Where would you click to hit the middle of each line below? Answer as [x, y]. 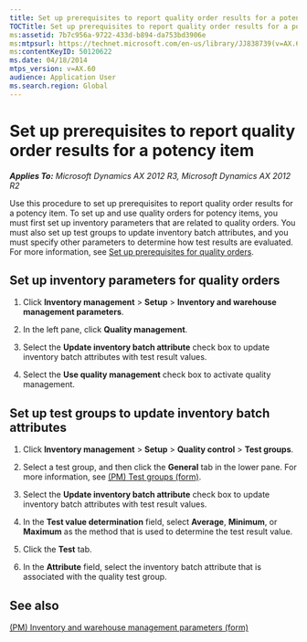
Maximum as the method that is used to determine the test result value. [158, 531]
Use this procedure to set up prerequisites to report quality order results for [152, 203]
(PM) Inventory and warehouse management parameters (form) [129, 627]
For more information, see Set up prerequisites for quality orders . [132, 251]
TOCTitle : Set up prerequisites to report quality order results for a [148, 26]
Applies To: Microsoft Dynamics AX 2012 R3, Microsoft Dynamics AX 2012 [150, 175]
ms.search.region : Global [58, 86]
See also [34, 605]
